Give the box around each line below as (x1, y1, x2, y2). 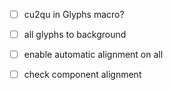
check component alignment (23, 69, 142, 81)
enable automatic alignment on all (23, 49, 164, 61)
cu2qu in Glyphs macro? (23, 9, 125, 20)
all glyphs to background (23, 29, 127, 41)
